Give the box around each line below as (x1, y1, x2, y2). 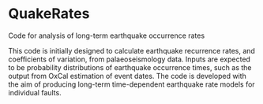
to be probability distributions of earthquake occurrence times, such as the (8, 62, 252, 72)
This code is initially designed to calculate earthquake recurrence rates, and (8, 46, 255, 55)
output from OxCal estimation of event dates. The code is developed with (8, 71, 246, 80)
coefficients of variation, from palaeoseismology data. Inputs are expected (8, 54, 251, 64)
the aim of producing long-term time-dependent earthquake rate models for (8, 80, 255, 89)
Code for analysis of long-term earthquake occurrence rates (8, 31, 205, 40)
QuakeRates (8, 5, 90, 23)
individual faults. (8, 87, 62, 97)
